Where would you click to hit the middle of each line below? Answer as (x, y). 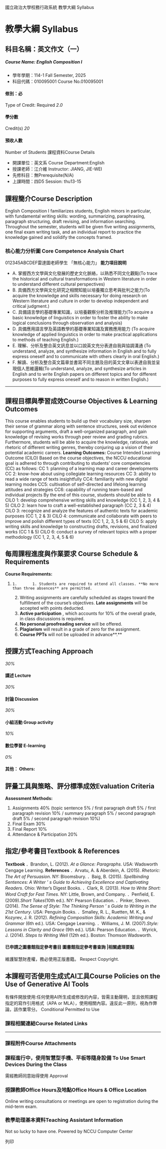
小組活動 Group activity (29, 722)
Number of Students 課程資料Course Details (50, 152)
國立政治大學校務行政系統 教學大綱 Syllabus (50, 7)
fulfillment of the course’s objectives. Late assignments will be (83, 603)
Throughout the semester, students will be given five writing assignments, (80, 226)
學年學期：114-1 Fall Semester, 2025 (49, 75)
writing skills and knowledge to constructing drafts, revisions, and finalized (81, 527)
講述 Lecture (18, 676)
